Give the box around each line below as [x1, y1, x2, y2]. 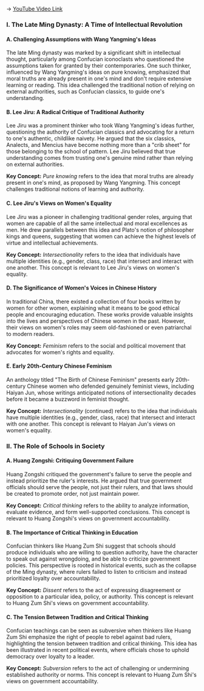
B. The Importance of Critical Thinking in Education [6, 529, 138, 536]
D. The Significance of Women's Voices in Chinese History [6, 284, 157, 292]
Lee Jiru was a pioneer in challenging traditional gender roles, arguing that [6, 213, 192, 220]
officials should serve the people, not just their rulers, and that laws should [6, 484, 193, 491]
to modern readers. [6, 330, 55, 337]
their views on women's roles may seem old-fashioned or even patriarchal [6, 323, 192, 331]
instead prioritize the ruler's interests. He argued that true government [6, 477, 182, 484]
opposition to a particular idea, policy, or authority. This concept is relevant [6, 593, 194, 600]
